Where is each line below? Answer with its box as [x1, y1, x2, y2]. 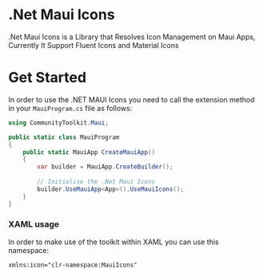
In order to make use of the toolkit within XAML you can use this [8, 237, 219, 247]
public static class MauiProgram [8, 133, 120, 141]
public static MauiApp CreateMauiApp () [22, 148, 156, 156]
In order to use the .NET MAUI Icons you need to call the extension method [8, 94, 255, 105]
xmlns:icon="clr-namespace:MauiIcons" [8, 261, 137, 269]
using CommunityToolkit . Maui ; [8, 118, 110, 127]
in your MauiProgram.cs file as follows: [8, 103, 133, 113]
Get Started [8, 69, 86, 87]
